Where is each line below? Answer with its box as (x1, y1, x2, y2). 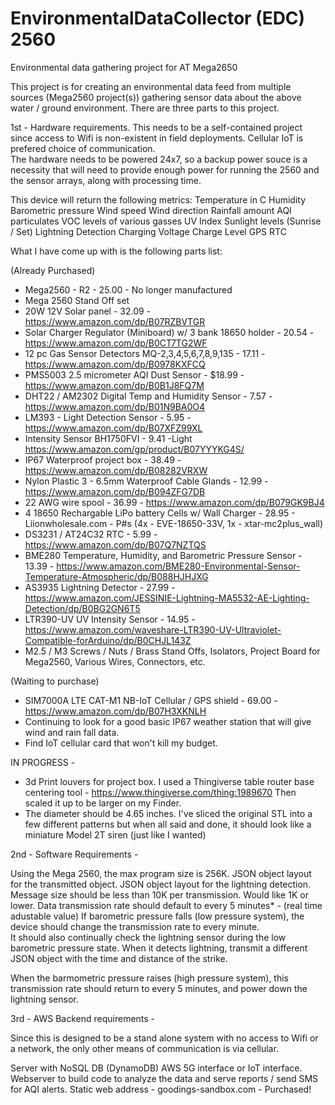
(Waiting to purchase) (10, 675, 100, 687)
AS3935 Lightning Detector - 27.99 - (24, 581, 176, 593)
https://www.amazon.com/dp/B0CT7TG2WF (24, 337, 208, 349)
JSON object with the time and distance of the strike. (10, 952, 228, 964)
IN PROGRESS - (10, 756, 76, 768)
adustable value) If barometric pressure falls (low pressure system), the (10, 910, 305, 922)
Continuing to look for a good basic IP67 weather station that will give (24, 715, 312, 727)
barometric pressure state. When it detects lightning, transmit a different (10, 942, 308, 954)
